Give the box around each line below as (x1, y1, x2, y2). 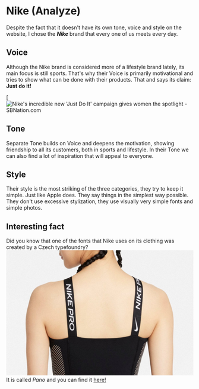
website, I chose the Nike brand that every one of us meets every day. (6, 30, 178, 37)
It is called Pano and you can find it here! (6, 376, 106, 383)
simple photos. (6, 204, 43, 211)
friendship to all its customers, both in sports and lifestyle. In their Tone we (6, 146, 189, 153)
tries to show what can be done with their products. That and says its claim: (6, 76, 191, 83)
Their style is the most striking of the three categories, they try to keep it (6, 185, 184, 192)
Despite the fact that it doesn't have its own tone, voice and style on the (6, 24, 182, 31)
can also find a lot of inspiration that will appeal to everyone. (6, 152, 154, 159)
